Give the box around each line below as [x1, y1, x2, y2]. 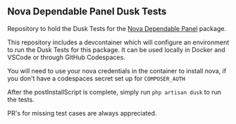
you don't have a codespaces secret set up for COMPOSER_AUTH [7, 74, 185, 82]
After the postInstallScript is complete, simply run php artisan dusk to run [7, 87, 222, 96]
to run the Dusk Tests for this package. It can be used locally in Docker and [7, 45, 225, 54]
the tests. [7, 95, 35, 104]
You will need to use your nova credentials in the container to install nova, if [7, 66, 227, 75]
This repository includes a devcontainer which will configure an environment [7, 38, 230, 46]
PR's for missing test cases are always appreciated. [7, 108, 157, 117]
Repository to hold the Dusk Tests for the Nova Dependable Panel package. [7, 24, 227, 32]
